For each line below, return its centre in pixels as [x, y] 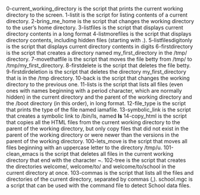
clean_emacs [22, 154]
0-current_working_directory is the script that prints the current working [95, 9]
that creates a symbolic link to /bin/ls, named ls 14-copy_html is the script [96, 116]
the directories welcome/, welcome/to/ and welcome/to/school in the [91, 166]
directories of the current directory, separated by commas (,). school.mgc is [99, 179]
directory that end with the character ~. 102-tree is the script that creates [96, 160]
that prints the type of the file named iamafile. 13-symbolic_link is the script [99, 110]
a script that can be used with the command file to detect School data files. [99, 185]
